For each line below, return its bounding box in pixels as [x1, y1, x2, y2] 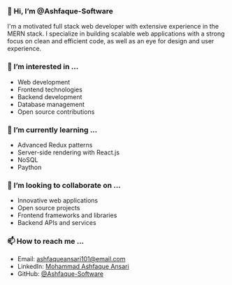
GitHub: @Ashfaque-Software [17, 270, 103, 278]
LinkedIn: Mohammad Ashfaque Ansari [17, 262, 129, 271]
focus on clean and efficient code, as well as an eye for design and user [7, 37, 215, 45]
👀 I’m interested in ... [7, 62, 79, 72]
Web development [17, 78, 71, 86]
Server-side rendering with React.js [17, 148, 120, 156]
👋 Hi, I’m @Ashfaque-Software [7, 6, 113, 16]
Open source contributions [17, 108, 95, 116]
